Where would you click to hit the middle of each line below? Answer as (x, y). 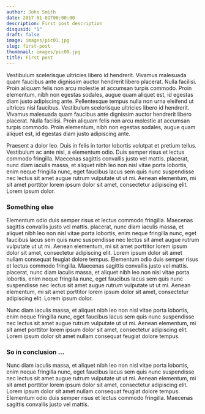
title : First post (30, 58)
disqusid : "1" (24, 29)
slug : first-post (28, 47)
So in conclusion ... (35, 352)
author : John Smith (31, 12)
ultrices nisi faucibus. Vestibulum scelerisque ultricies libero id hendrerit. (98, 107)
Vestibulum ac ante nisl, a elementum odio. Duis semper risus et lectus (95, 152)
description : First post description (54, 23)
